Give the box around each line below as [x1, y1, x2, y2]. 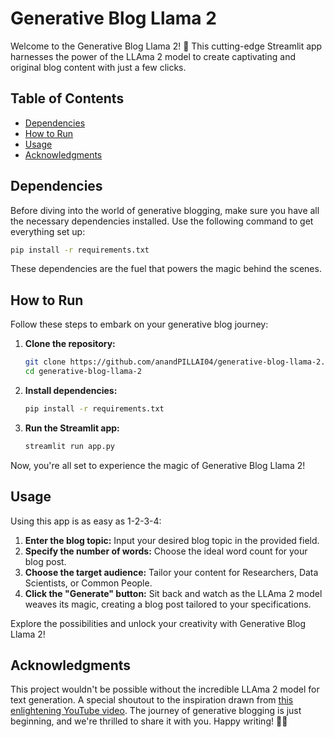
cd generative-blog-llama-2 [24, 367, 142, 377]
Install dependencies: [24, 385, 118, 396]
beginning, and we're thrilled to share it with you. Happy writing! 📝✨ [10, 715, 288, 727]
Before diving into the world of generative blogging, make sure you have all [10, 204, 320, 216]
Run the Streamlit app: [24, 422, 120, 434]
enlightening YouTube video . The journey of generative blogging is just [10, 705, 302, 717]
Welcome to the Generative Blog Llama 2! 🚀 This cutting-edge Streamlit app [10, 40, 323, 52]
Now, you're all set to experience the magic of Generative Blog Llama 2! [10, 459, 306, 471]
